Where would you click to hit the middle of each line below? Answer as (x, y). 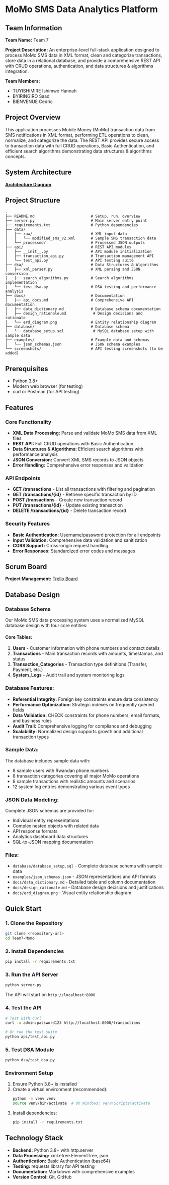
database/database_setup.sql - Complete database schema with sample (87, 866)
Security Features (28, 524)
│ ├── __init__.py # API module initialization (78, 252)
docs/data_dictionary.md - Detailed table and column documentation (84, 882)
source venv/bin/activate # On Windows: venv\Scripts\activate (81, 1103)
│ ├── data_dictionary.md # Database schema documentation (83, 309)
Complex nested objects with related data (56, 826)
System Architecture (38, 172)
